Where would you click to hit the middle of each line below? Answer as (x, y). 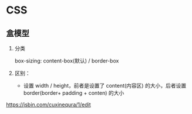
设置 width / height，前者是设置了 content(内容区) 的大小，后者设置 (105, 86)
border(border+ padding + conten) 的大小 (74, 93)
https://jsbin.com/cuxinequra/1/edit (48, 105)
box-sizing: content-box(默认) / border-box (67, 61)
